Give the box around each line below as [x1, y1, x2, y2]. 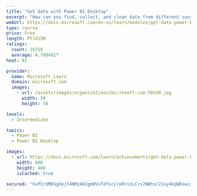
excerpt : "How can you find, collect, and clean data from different [6, 14, 180, 20]
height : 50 [21, 101, 49, 106]
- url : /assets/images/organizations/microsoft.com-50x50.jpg [16, 90, 172, 96]
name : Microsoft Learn [11, 74, 67, 80]
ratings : [6, 42, 28, 47]
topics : [6, 127, 25, 133]
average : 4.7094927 [11, 52, 59, 58]
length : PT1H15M [6, 36, 46, 42]
